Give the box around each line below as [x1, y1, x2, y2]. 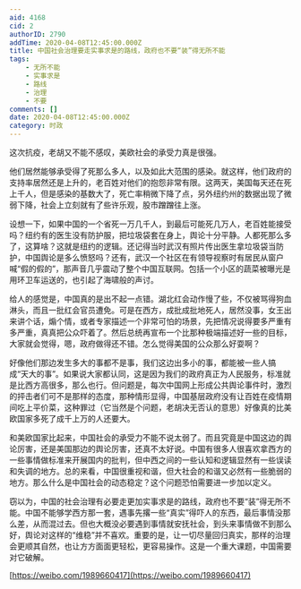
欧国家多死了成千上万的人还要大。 [9, 414, 135, 423]
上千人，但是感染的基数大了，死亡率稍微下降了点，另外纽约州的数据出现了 [9, 189, 284, 199]
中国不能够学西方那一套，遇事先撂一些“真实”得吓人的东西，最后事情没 [24, 508, 284, 517]
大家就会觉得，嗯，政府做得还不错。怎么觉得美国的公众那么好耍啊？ [9, 338, 261, 349]
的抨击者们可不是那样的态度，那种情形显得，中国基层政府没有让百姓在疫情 [9, 391, 284, 401]
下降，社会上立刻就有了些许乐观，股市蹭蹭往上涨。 [16, 200, 206, 210]
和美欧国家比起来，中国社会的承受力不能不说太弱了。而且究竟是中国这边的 [9, 432, 284, 443]
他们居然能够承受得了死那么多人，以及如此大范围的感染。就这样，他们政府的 [9, 166, 292, 176]
